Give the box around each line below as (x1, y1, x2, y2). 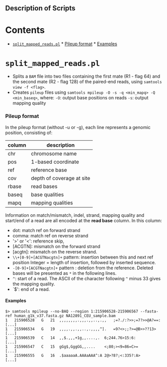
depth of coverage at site (31, 174, 91, 181)
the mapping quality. (12, 281, 55, 287)
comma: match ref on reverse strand (12, 232, 89, 238)
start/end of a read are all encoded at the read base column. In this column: (5, 217, 162, 223)
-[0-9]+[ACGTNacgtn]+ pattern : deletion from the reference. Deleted (12, 265, 153, 271)
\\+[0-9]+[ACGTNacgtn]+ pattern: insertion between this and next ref (12, 254, 153, 260)
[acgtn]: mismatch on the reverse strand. (12, 249, 98, 255)
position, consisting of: (5, 130, 53, 136)
